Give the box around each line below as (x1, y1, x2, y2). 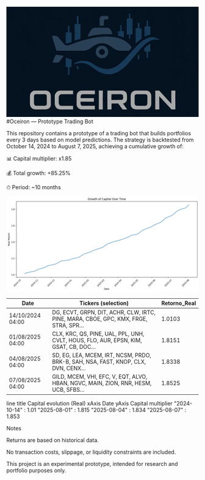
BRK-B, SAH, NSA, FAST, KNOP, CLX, (51, 358, 146, 366)
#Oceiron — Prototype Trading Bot (6, 118, 93, 125)
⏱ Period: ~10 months (6, 183, 61, 190)
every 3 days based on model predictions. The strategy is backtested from (6, 136, 194, 143)
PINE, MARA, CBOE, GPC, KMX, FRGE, (51, 315, 148, 322)
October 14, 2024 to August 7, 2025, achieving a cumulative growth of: (6, 142, 184, 150)
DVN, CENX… (51, 365, 87, 372)
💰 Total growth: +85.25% (6, 169, 71, 176)
